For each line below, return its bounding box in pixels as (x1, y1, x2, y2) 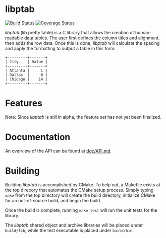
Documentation (5, 132, 71, 143)
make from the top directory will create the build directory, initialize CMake (5, 192, 155, 198)
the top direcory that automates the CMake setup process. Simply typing (5, 187, 154, 193)
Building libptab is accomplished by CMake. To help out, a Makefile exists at (5, 181, 160, 187)
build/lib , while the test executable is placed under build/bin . (5, 227, 134, 233)
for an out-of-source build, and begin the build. (5, 197, 102, 203)
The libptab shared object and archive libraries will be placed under (5, 222, 143, 228)
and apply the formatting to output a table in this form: (5, 45, 115, 51)
